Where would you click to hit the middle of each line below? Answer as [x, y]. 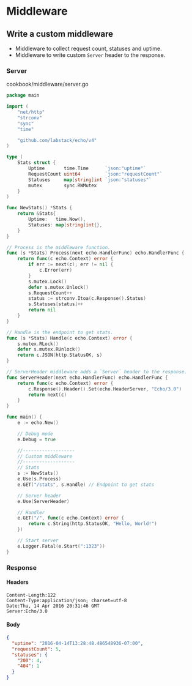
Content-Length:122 [31, 595]
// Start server [38, 541]
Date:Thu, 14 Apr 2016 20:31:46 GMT [53, 606]
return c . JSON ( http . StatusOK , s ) [60, 355]
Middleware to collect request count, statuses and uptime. [88, 48]
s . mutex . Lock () [48, 281]
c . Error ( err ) [55, 270]
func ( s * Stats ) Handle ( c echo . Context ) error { [69, 338]
